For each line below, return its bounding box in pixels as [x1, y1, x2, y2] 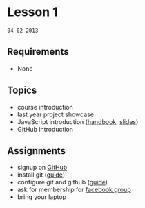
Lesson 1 [7, 4, 59, 20]
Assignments [7, 145, 66, 157]
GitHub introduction [17, 125, 74, 133]
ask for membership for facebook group [17, 185, 131, 194]
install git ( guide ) [17, 171, 66, 179]
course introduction [17, 103, 74, 111]
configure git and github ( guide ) [17, 178, 108, 187]
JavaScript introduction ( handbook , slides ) [17, 117, 139, 125]
